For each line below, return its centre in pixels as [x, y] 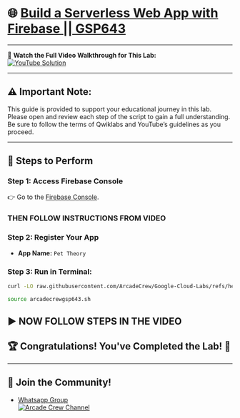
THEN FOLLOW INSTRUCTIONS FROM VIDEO [87, 218]
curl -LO [20, 286]
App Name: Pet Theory [52, 253]
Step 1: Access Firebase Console [65, 181]
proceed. [21, 132]
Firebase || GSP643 [67, 29]
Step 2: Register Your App [53, 238]
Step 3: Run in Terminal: [50, 271]
